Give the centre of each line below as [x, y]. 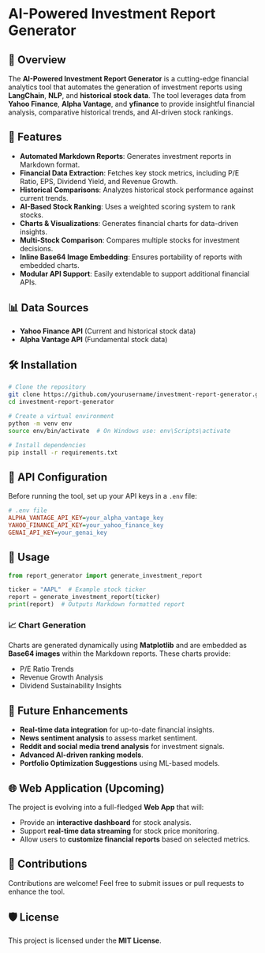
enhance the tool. [37, 891]
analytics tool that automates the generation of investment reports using [125, 87]
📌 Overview [37, 60]
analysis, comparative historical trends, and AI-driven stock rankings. [121, 112]
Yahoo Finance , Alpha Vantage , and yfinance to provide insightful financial [131, 104]
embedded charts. [50, 265]
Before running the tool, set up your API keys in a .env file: [103, 496]
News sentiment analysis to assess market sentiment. [108, 738]
